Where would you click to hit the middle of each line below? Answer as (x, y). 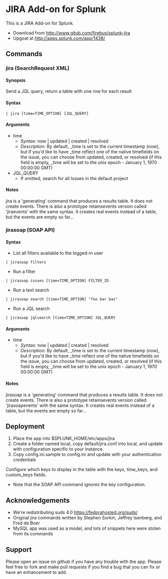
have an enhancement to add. (36, 572)
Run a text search (31, 290)
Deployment (25, 426)
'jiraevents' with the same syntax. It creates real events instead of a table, (81, 212)
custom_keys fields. (26, 475)
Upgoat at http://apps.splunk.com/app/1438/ (59, 38)
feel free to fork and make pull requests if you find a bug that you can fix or (83, 567)
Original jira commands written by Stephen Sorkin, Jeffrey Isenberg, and (87, 518)
